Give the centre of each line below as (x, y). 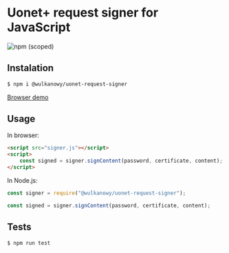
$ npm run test (29, 243)
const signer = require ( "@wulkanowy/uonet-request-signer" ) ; (97, 193)
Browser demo (28, 97)
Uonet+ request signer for (83, 13)
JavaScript (39, 27)
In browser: (23, 135)
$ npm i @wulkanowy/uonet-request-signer (67, 84)
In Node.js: (22, 180)
